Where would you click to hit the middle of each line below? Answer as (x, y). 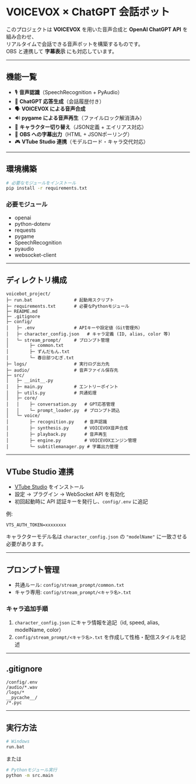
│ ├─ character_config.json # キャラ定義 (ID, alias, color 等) (88, 334)
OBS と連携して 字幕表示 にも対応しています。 (62, 51)
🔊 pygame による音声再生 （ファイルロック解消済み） (80, 118)
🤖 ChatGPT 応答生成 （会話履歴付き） (60, 101)
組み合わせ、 (21, 36)
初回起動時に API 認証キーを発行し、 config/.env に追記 (81, 501)
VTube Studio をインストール (49, 487)
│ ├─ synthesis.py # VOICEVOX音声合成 (67, 428)
